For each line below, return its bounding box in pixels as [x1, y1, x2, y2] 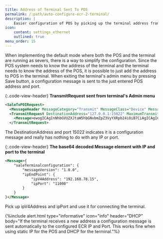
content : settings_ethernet [14, 30, 70, 35]
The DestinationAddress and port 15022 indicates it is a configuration [5, 129, 144, 135]
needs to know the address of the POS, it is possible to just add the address [5, 68, 157, 74]
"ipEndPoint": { [22, 172, 55, 177]
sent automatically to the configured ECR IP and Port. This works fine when [5, 223, 156, 229]
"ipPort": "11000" [31, 181, 68, 186]
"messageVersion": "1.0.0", [22, 167, 79, 172]
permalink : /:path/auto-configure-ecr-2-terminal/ [5, 12, 110, 17]
